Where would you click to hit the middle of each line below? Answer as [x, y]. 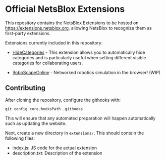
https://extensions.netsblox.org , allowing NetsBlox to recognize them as [79, 28]
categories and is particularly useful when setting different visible [79, 57]
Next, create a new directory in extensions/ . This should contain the [75, 133]
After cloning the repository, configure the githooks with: [63, 100]
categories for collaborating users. [48, 63]
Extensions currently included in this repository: [54, 42]
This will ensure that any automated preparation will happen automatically [81, 118]
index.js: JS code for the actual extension [55, 148]
